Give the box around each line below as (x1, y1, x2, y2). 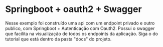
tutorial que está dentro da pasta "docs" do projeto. (5, 36, 112, 42)
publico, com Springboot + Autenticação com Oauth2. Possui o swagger (5, 25, 155, 31)
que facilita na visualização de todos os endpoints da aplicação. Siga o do (5, 30, 158, 36)
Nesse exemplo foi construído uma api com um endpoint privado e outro (5, 20, 155, 26)
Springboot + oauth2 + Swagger (5, 3, 142, 15)
